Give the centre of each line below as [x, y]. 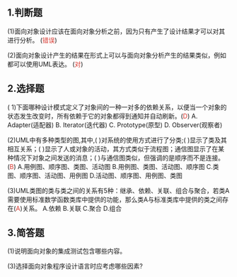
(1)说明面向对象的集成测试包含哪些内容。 [67, 251]
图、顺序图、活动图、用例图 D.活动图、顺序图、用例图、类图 [95, 175]
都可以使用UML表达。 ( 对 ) [45, 64]
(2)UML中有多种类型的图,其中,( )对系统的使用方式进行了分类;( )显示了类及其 [117, 140]
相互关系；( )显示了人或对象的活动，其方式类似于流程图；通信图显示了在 [113, 148]
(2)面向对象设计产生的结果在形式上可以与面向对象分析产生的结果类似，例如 [117, 55]
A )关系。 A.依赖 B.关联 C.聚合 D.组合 [69, 208]
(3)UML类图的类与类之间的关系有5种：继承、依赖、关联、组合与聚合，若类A [118, 190]
